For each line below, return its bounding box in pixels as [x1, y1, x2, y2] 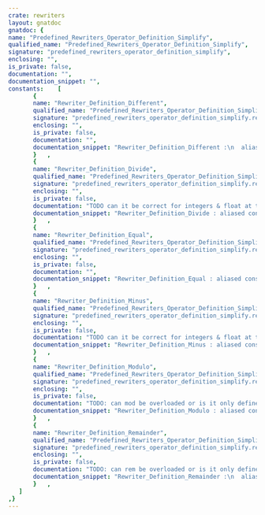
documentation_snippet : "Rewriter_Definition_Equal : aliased [32, 275, 242, 283]
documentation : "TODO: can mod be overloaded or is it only [32, 399, 235, 408]
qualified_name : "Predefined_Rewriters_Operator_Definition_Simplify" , [8, 41, 248, 49]
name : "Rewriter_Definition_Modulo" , [32, 363, 157, 371]
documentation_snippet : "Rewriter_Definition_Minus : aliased [32, 341, 242, 349]
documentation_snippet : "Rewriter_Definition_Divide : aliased [32, 209, 245, 217]
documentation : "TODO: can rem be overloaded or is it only [32, 465, 235, 473]
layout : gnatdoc [8, 19, 62, 27]
